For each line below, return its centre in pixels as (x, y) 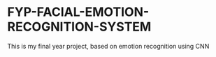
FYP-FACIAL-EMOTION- (78, 12)
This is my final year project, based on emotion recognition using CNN (108, 46)
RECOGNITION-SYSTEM (79, 27)
